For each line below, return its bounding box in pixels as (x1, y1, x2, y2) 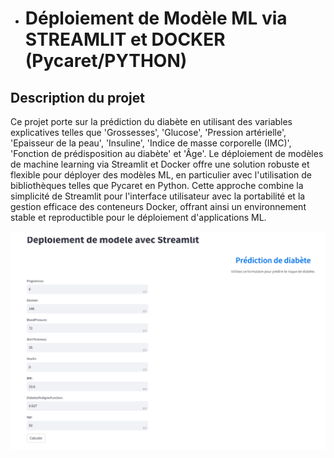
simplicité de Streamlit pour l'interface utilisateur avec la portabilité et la (10, 190, 306, 202)
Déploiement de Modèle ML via (24, 7, 288, 30)
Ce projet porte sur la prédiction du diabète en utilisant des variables (10, 116, 293, 127)
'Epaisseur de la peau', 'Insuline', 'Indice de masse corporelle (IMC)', (10, 137, 292, 149)
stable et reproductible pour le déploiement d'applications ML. (10, 212, 267, 223)
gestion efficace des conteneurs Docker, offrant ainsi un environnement (10, 201, 307, 212)
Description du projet (10, 89, 146, 106)
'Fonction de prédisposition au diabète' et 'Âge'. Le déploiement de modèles (10, 148, 324, 159)
